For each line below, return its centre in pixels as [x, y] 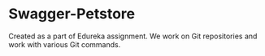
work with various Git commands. [65, 44]
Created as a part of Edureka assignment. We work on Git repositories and [133, 36]
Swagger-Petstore [72, 14]
